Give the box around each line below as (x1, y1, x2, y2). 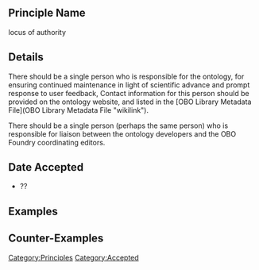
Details (8, 51, 44, 64)
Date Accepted (8, 160, 84, 174)
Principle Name (8, 6, 86, 20)
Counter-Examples (8, 232, 104, 245)
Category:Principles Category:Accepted (8, 253, 139, 262)
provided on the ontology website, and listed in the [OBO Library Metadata (8, 97, 252, 106)
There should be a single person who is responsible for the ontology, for (8, 71, 245, 81)
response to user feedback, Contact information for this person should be (8, 88, 249, 98)
